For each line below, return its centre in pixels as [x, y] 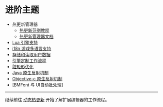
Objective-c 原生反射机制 [37, 78]
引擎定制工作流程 [29, 61]
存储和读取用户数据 [31, 54]
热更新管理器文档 [36, 36]
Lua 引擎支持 [25, 42]
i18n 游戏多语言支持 [32, 48]
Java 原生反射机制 [30, 73]
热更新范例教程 [34, 30]
